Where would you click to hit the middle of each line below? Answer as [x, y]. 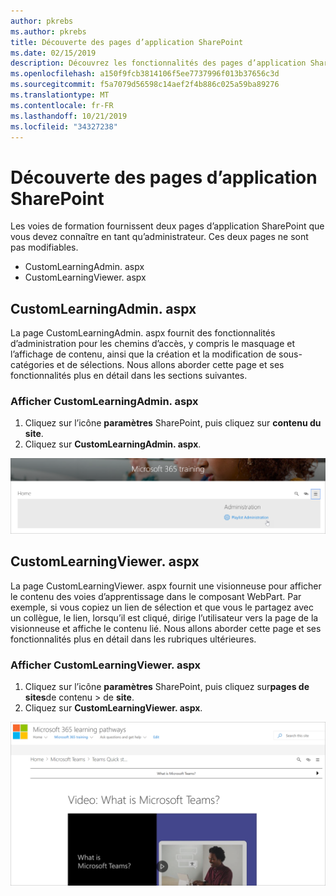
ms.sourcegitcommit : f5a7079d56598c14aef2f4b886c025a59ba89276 [145, 85]
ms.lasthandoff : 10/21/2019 [69, 116]
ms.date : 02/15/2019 [53, 53]
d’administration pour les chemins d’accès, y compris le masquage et [152, 344]
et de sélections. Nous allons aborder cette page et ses [170, 365]
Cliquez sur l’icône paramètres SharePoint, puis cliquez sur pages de [167, 687]
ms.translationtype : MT [60, 95]
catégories [32, 365]
